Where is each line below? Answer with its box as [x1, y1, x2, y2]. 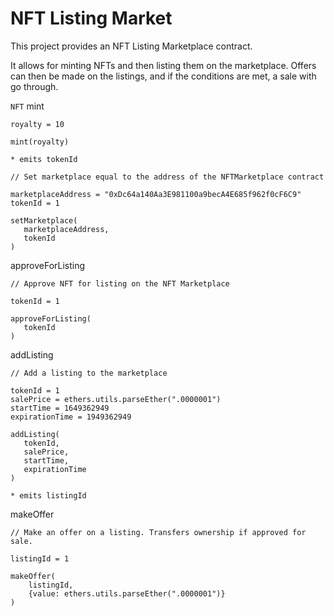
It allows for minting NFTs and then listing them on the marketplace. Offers [10, 59, 317, 71]
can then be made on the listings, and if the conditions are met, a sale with [10, 70, 317, 82]
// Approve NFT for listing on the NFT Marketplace [10, 278, 230, 289]
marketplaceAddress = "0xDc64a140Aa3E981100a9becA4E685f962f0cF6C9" [10, 189, 302, 199]
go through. [10, 80, 59, 92]
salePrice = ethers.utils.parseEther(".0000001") [10, 394, 222, 404]
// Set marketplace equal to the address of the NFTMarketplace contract [10, 172, 325, 182]
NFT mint [10, 100, 45, 112]
